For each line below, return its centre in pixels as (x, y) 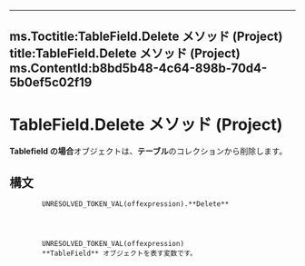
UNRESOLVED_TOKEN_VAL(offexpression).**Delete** (136, 204)
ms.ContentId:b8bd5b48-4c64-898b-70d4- (138, 69)
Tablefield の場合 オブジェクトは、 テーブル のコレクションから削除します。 (148, 152)
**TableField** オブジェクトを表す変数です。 (119, 254)
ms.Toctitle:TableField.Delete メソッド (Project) (146, 37)
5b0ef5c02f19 (51, 83)
